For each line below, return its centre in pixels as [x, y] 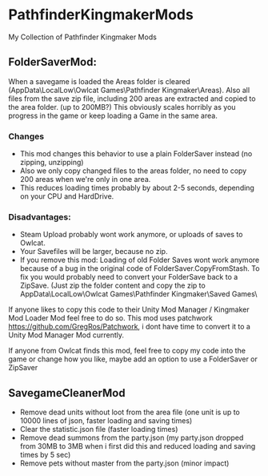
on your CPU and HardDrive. [67, 196]
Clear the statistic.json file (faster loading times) [99, 430]
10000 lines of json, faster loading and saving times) [106, 421]
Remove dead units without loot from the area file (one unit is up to [130, 412]
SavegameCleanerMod [67, 393]
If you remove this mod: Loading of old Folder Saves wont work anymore [140, 260]
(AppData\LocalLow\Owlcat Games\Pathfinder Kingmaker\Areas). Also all [129, 90]
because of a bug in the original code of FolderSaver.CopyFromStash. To [140, 268]
